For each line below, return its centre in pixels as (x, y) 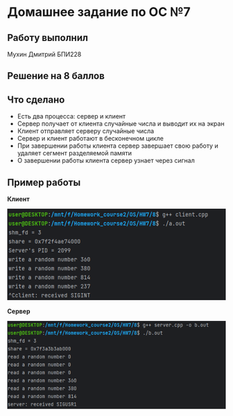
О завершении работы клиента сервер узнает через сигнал (106, 161)
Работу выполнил (48, 38)
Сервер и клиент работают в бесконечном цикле (90, 139)
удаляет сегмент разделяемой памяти (75, 153)
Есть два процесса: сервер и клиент (71, 116)
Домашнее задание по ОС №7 (99, 12)
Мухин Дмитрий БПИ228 (44, 54)
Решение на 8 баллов (56, 76)
